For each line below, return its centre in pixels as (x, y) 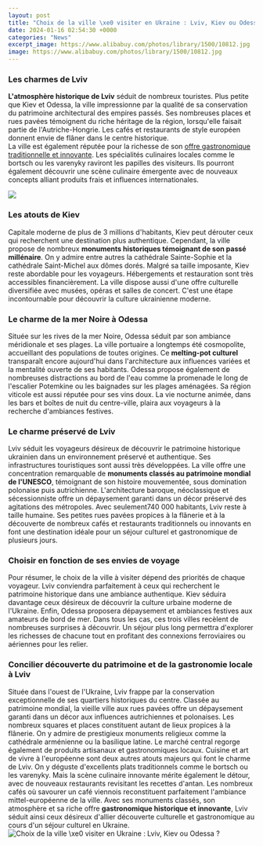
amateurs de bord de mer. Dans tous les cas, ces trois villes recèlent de (123, 619)
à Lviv (20, 674)
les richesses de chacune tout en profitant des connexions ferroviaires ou (127, 636)
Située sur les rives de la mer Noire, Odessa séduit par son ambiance (119, 336)
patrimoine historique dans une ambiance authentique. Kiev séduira (117, 594)
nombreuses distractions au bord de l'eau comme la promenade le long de (128, 377)
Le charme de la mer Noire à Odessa (78, 319)
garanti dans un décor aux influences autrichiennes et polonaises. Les (121, 717)
